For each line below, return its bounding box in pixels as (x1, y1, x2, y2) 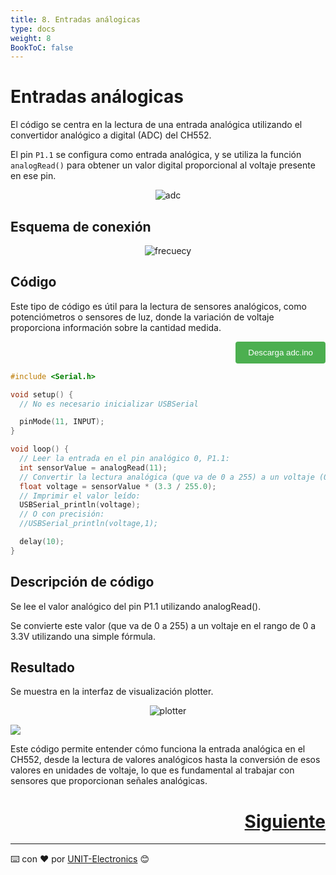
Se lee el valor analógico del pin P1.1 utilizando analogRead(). (10, 600, 262, 612)
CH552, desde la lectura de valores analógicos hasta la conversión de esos (10, 754, 321, 766)
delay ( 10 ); (19, 537, 65, 547)
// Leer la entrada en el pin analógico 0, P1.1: (19, 454, 230, 464)
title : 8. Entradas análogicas (10, 14, 141, 25)
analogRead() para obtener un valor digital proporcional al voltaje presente (10, 159, 316, 171)
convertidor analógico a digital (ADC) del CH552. (10, 129, 212, 141)
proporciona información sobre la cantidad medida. (10, 321, 222, 333)
